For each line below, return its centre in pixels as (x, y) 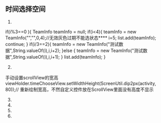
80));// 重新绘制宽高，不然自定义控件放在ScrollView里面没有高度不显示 (79, 89)
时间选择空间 (25, 9)
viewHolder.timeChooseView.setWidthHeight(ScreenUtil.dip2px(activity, (81, 83)
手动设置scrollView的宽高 (32, 78)
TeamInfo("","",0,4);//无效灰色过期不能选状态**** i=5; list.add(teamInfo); (81, 38)
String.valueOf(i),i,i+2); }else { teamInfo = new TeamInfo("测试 (78, 51)
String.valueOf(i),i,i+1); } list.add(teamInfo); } (59, 57)
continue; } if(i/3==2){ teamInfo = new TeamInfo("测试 (62, 44)
